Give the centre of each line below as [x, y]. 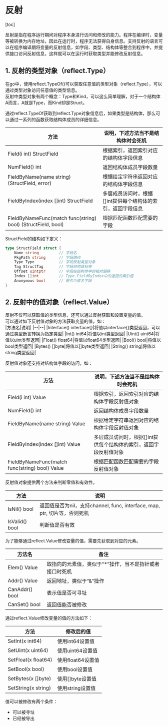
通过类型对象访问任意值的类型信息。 [42, 90]
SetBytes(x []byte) [29, 678]
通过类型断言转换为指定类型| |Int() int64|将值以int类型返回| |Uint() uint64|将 [82, 334]
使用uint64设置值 [77, 651]
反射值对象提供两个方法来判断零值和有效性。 [51, 482]
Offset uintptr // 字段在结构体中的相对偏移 [62, 271]
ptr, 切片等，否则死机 [64, 513]
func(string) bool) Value [36, 468]
